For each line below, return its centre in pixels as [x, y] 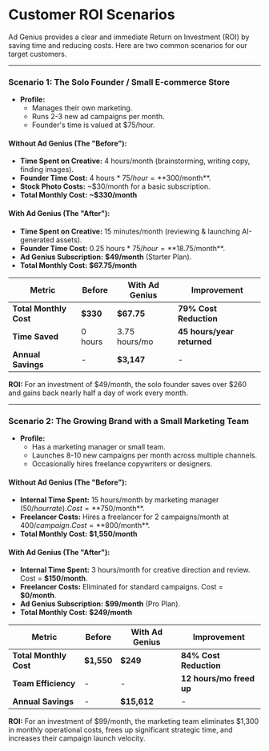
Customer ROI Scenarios [92, 15]
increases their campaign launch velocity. [77, 738]
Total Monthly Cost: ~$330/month [78, 195]
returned [195, 342]
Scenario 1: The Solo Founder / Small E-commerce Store [119, 82]
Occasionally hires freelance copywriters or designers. [122, 463]
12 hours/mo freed [218, 679]
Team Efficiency [44, 684]
